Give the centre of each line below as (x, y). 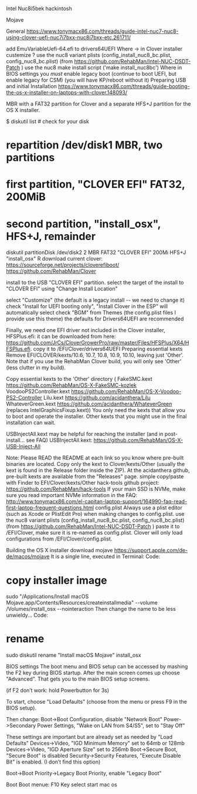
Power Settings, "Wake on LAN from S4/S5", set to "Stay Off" (111, 726)
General (16, 31)
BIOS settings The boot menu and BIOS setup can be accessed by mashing (97, 667)
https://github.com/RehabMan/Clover (51, 271)
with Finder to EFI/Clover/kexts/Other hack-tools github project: (83, 483)
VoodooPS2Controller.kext (38, 391)
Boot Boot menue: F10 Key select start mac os (62, 785)
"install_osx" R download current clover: (55, 259)
